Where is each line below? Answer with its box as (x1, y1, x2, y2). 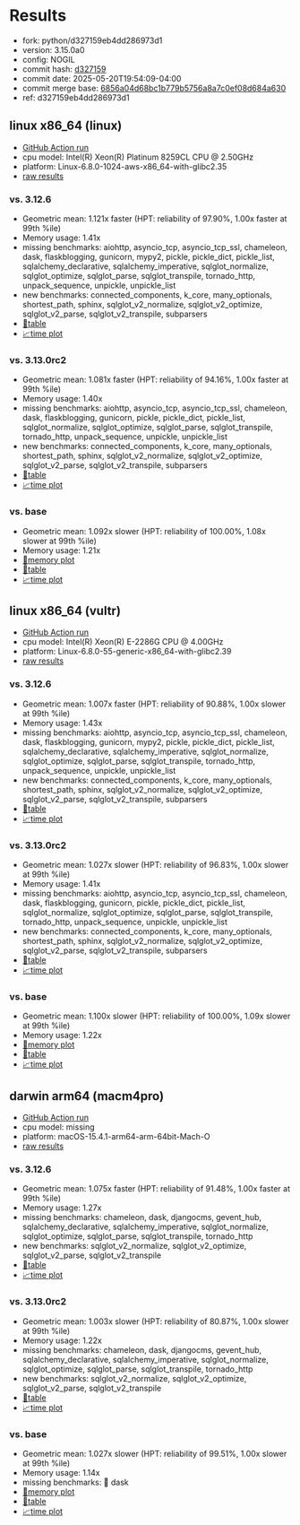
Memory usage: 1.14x (21, 1468, 100, 1478)
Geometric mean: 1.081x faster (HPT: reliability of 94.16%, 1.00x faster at (21, 374, 289, 386)
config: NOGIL (21, 54, 75, 65)
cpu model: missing (21, 1122, 96, 1132)
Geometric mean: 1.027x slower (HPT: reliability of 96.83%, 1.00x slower (21, 860, 289, 871)
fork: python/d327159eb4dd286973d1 (21, 35, 163, 46)
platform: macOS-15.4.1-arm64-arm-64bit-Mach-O (21, 1131, 210, 1142)
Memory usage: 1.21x (21, 544, 101, 556)
